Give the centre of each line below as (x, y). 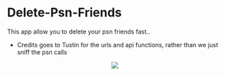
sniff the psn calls (42, 52)
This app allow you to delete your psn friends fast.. (79, 31)
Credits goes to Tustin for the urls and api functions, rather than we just (118, 45)
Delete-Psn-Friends (64, 13)
